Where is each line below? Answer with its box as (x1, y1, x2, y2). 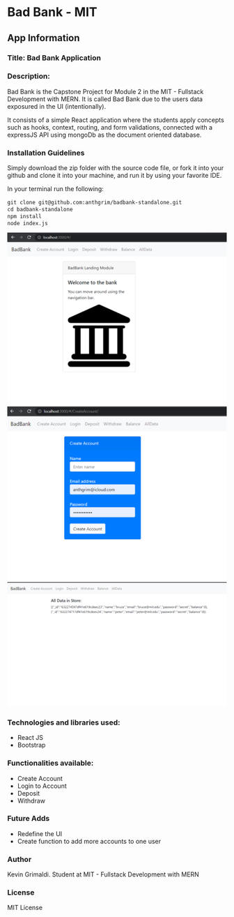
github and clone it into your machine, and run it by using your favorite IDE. (7, 172, 222, 180)
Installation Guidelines (7, 148, 85, 158)
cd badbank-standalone (7, 206, 73, 213)
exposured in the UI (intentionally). (7, 102, 107, 110)
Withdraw (17, 796, 46, 805)
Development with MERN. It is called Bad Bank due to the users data (7, 95, 203, 103)
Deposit (17, 789, 40, 797)
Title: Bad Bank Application (7, 53, 101, 63)
